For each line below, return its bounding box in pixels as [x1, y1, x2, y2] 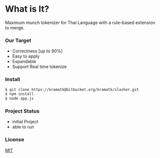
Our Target [5, 37, 31, 44]
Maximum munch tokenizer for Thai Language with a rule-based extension [5, 20, 156, 25]
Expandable [12, 59, 37, 65]
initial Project [12, 119, 39, 125]
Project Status [5, 108, 40, 114]
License [5, 136, 24, 143]
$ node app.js [5, 96, 34, 101]
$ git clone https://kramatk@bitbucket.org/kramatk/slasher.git [5, 87, 139, 92]
